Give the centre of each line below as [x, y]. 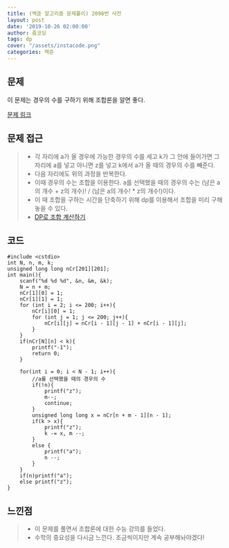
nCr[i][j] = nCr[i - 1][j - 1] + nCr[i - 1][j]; [116, 323]
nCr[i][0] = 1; [54, 312]
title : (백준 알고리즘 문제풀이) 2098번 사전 [64, 13]
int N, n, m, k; [30, 263]
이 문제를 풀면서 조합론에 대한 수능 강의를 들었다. [100, 529]
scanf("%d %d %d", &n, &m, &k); [66, 281]
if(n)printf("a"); [46, 476]
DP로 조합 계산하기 [60, 217]
